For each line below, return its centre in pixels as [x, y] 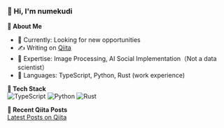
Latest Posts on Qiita [37, 118]
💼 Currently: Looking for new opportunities [79, 40]
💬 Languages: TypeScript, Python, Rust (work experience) [101, 76]
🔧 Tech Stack [27, 89]
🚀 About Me [24, 27]
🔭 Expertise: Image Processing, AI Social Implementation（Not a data [117, 59]
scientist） [33, 67]
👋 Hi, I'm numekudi [40, 11]
